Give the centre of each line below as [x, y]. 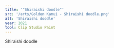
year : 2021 [16, 23]
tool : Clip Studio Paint [30, 28]
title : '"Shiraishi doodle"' [35, 9]
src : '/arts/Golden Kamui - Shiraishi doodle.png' [57, 14]
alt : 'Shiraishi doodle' [30, 18]
